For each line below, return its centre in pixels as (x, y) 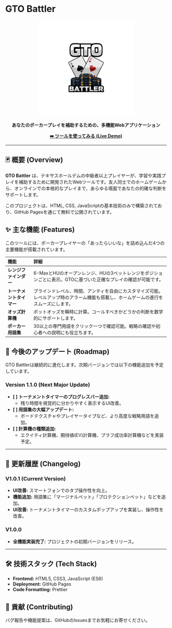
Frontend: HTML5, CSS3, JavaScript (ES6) (58, 579)
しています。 (19, 371)
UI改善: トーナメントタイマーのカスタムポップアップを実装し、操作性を (88, 510)
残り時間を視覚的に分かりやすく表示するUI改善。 (72, 403)
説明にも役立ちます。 (73, 332)
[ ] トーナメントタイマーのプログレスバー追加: (61, 396)
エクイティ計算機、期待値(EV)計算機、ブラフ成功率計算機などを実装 (92, 435)
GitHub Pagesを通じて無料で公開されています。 (64, 212)
